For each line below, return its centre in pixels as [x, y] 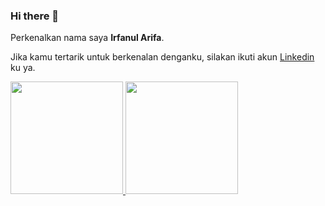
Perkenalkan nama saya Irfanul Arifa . [87, 38]
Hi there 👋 [35, 16]
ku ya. [23, 68]
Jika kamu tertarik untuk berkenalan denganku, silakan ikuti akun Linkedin [162, 57]
